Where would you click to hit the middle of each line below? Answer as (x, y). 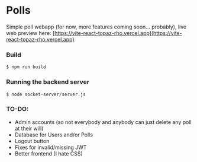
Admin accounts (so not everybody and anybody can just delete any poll (103, 122)
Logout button (32, 141)
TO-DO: (17, 109)
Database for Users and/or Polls (54, 135)
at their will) (29, 128)
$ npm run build (26, 67)
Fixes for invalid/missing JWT (51, 147)
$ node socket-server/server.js (46, 94)
